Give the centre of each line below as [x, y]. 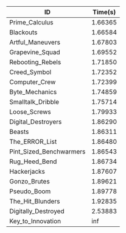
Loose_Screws [30, 112]
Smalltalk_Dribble [34, 102]
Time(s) [104, 12]
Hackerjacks [27, 172]
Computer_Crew [33, 82]
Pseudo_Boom [30, 191]
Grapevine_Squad [35, 52]
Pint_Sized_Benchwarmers [47, 151]
